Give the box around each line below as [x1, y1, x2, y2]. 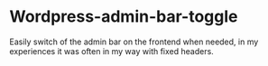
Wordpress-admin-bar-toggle [9, 6, 238, 27]
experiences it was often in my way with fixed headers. [9, 45, 214, 56]
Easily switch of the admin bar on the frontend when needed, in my [9, 36, 259, 47]
